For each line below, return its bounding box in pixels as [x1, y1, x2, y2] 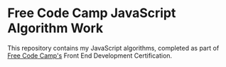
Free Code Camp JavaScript [7, 5, 176, 21]
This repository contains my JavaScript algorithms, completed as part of [7, 43, 220, 52]
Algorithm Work [7, 20, 104, 36]
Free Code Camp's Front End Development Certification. [7, 51, 173, 60]
